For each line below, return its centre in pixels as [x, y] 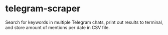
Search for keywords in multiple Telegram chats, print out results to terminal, [84, 22]
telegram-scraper [43, 9]
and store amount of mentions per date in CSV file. [58, 27]
